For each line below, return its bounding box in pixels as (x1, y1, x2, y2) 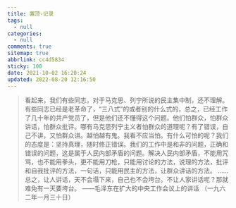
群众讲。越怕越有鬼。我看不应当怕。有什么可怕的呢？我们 (61, 131, 229, 140)
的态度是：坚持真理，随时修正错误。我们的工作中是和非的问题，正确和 (24, 140, 229, 149)
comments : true (7, 43, 52, 50)
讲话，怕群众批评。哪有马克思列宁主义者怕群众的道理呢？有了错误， (24, 123, 223, 131)
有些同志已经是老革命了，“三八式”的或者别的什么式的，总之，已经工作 (24, 105, 228, 114)
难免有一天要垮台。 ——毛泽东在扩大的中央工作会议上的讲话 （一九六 (24, 184, 226, 192)
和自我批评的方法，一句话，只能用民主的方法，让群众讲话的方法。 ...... (24, 166, 229, 175)
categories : (7, 30, 42, 37)
